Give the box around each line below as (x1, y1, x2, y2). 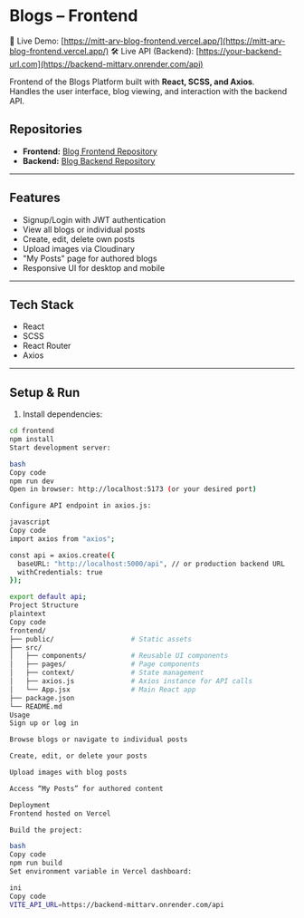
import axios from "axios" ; (9, 534, 116, 544)
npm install (9, 435, 54, 444)
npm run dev (9, 477, 54, 486)
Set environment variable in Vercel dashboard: (9, 867, 193, 876)
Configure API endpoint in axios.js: (9, 501, 152, 510)
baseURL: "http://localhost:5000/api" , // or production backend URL (17, 559, 285, 568)
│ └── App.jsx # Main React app (9, 685, 196, 694)
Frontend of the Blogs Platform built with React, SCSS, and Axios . (9, 76, 255, 87)
